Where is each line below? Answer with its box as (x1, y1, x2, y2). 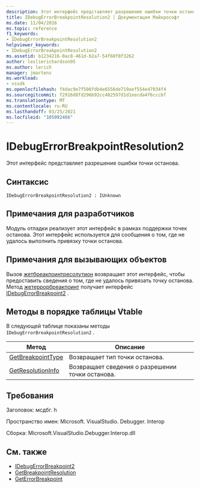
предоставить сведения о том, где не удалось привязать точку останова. (6, 277, 194, 284)
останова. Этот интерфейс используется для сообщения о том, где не (6, 231, 185, 238)
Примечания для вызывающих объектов (6, 255, 167, 265)
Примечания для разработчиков (6, 209, 135, 219)
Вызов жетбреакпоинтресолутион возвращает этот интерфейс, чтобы (6, 270, 185, 277)
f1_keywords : (6, 31, 39, 37)
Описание (115, 343, 145, 351)
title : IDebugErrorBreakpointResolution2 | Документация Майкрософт (6, 14, 180, 20)
